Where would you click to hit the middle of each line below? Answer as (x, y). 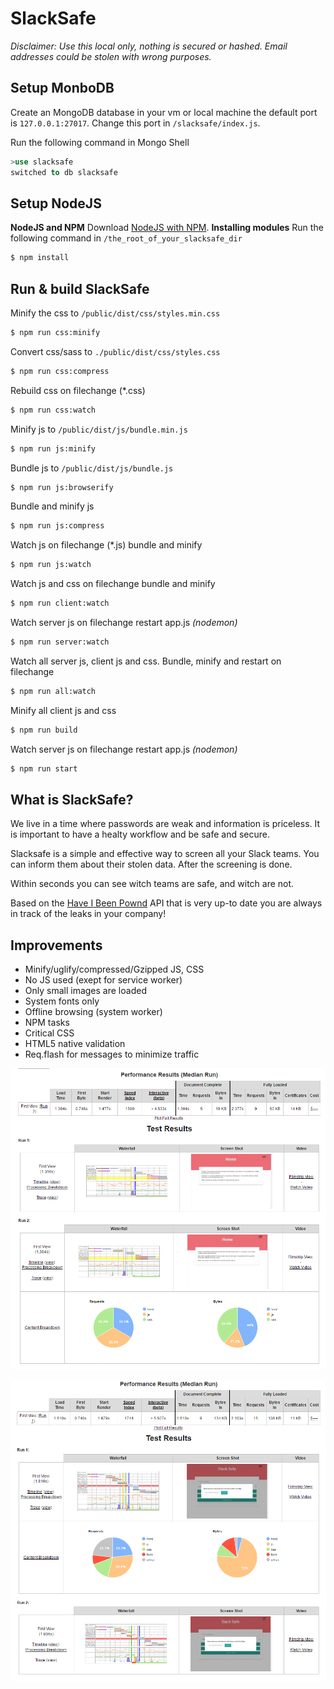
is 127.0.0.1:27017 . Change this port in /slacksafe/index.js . (135, 123)
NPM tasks (47, 1023)
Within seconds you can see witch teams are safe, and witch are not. (152, 884)
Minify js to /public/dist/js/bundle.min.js (99, 429)
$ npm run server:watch (60, 642)
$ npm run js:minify (53, 448)
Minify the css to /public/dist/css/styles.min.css (115, 313)
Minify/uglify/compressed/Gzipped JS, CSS (114, 969)
